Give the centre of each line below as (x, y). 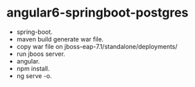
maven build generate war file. (60, 39)
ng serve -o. (34, 76)
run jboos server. (41, 54)
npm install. (33, 68)
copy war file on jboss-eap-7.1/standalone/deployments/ (97, 46)
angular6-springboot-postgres (97, 13)
